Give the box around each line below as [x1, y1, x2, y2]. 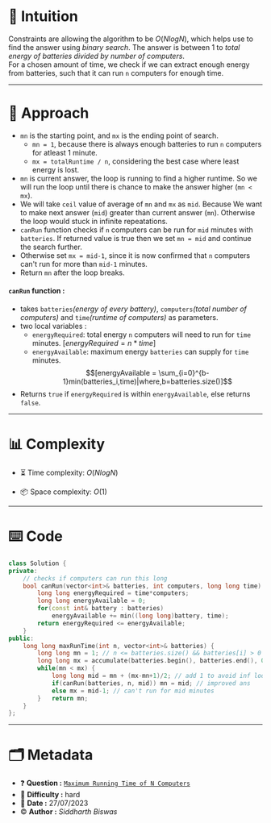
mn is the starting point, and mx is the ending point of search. [19, 131, 219, 140]
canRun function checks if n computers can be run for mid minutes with [19, 225, 254, 235]
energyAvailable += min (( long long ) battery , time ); [51, 612, 229, 620]
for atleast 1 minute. [31, 148, 98, 157]
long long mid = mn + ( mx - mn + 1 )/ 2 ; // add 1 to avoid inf [51, 672, 251, 680]
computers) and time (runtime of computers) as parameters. [19, 313, 219, 322]
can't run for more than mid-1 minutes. [19, 259, 148, 268]
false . [19, 398, 41, 408]
